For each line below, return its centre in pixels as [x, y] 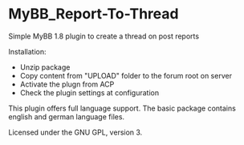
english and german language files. [67, 116]
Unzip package [45, 67]
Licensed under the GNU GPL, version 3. [75, 132]
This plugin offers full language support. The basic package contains [122, 108]
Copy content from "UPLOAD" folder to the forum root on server [126, 75]
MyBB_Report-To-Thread [94, 14]
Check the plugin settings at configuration [89, 92]
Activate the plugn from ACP [67, 84]
